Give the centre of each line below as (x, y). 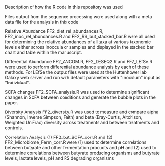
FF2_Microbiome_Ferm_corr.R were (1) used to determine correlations (76, 142)
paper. (12, 102)
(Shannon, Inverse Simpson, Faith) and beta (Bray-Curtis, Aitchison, (74, 117)
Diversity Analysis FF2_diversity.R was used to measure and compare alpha (82, 112)
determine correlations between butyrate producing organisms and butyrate (82, 153)
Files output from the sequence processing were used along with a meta (79, 16)
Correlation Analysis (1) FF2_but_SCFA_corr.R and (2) (59, 137)
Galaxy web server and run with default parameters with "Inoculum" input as (83, 77)
